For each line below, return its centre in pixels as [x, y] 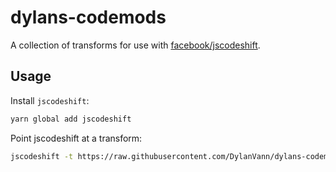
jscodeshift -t [42, 156]
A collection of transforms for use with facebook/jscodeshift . [135, 45]
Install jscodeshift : [50, 100]
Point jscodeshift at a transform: [76, 138]
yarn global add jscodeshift [71, 119]
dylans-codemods [88, 17]
